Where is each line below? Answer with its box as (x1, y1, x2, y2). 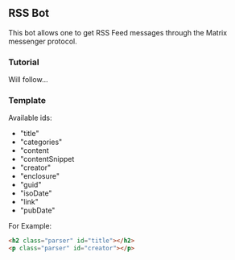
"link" (19, 197, 39, 207)
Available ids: (8, 113, 52, 123)
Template (8, 95, 47, 106)
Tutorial (8, 56, 39, 68)
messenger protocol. (8, 36, 78, 46)
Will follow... (8, 75, 48, 85)
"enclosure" (19, 171, 60, 181)
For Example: (8, 221, 52, 231)
